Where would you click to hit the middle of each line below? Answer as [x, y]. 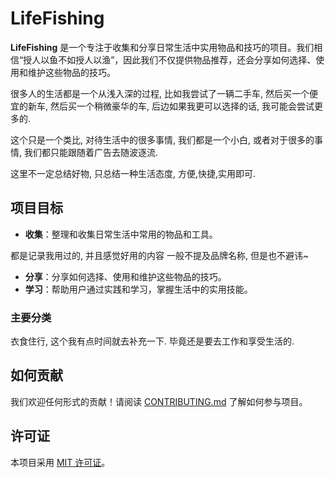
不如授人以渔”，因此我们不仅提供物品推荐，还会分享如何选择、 [187, 59]
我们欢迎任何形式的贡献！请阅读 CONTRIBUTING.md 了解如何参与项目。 [159, 401]
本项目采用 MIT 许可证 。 [60, 462]
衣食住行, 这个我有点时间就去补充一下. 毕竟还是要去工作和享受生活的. [152, 341]
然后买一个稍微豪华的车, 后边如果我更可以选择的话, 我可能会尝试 [182, 106]
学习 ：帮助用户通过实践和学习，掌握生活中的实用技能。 [138, 289]
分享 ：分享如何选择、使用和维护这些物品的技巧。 [125, 276]
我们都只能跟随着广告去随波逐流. [91, 152]
